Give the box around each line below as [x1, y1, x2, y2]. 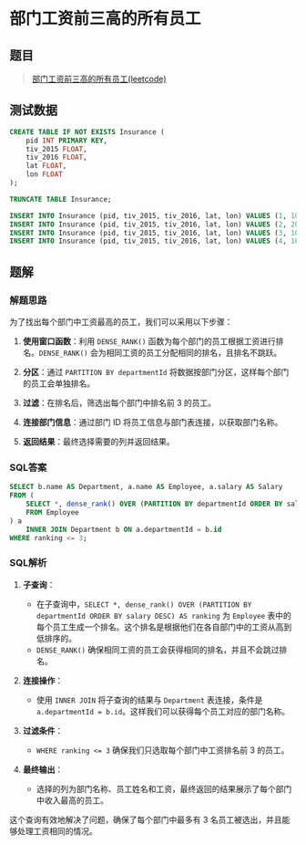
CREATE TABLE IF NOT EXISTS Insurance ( [9, 127, 166, 137]
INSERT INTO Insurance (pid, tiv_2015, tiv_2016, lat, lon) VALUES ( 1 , [9, 211, 287, 220]
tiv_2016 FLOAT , [25, 152, 88, 162]
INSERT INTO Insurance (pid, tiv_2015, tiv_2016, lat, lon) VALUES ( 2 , [9, 220, 287, 229]
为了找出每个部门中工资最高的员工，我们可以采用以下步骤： [9, 317, 233, 327]
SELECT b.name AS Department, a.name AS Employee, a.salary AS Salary [9, 483, 283, 492]
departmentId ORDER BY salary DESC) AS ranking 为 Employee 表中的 [36, 610, 291, 621]
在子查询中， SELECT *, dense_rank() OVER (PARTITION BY [36, 599, 252, 610]
